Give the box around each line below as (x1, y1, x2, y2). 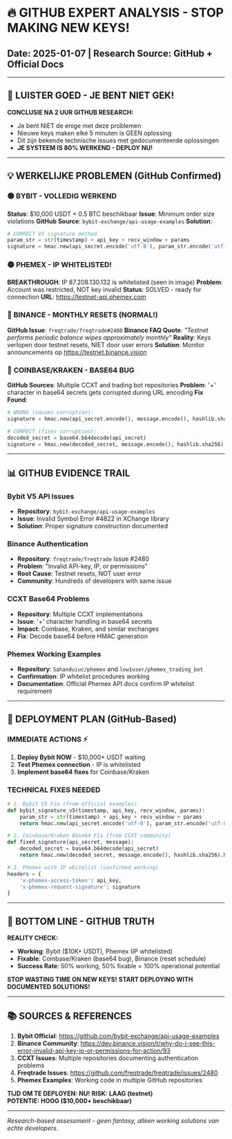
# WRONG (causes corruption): (7, 409, 95, 416)
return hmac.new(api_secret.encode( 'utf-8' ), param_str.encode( (19, 819, 209, 827)
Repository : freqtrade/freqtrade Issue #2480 (17, 555, 150, 563)
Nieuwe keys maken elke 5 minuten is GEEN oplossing (17, 129, 172, 137)
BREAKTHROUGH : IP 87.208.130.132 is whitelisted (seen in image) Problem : (7, 278, 223, 286)
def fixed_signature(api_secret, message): (7, 839, 135, 846)
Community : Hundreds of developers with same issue (17, 577, 172, 585)
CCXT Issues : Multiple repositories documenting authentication (17, 1053, 199, 1062)
